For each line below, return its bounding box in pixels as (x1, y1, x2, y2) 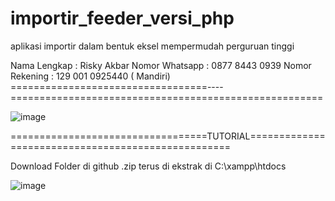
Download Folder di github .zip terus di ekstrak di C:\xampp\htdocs (10, 160, 287, 172)
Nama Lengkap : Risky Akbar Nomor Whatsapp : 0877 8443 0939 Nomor (10, 59, 312, 71)
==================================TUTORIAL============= (10, 130, 326, 142)
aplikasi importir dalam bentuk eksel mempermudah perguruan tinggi (10, 40, 295, 52)
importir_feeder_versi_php (10, 7, 235, 30)
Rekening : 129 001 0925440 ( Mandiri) (10, 70, 171, 82)
